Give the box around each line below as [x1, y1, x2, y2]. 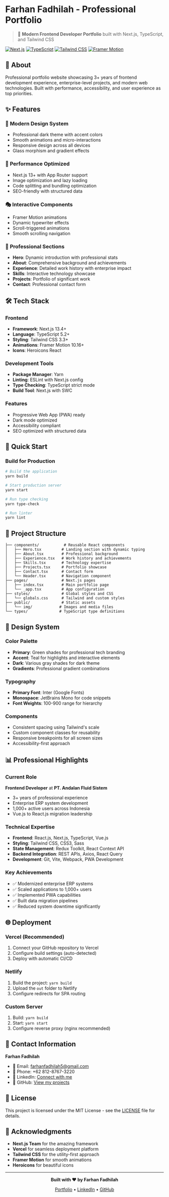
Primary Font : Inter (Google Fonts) [12, 689, 84, 696]
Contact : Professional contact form [12, 282, 87, 288]
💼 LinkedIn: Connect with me [12, 1074, 72, 1080]
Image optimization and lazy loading [12, 177, 88, 183]
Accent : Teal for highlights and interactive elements [12, 655, 120, 661]
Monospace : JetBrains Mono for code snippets [12, 695, 111, 701]
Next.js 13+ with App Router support [12, 172, 88, 178]
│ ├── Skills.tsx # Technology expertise [5, 560, 112, 566]
